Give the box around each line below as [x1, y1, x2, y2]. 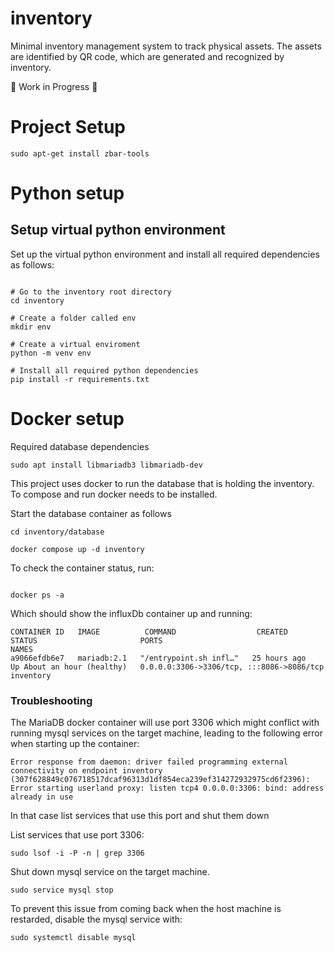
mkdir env [10, 322, 52, 332]
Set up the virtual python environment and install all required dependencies [10, 248, 320, 260]
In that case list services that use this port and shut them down [10, 810, 270, 822]
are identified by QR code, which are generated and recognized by [10, 50, 285, 62]
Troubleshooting [10, 693, 93, 707]
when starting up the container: [10, 738, 140, 750]
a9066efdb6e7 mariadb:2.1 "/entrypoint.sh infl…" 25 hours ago [10, 653, 307, 663]
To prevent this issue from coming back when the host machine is [10, 903, 282, 915]
